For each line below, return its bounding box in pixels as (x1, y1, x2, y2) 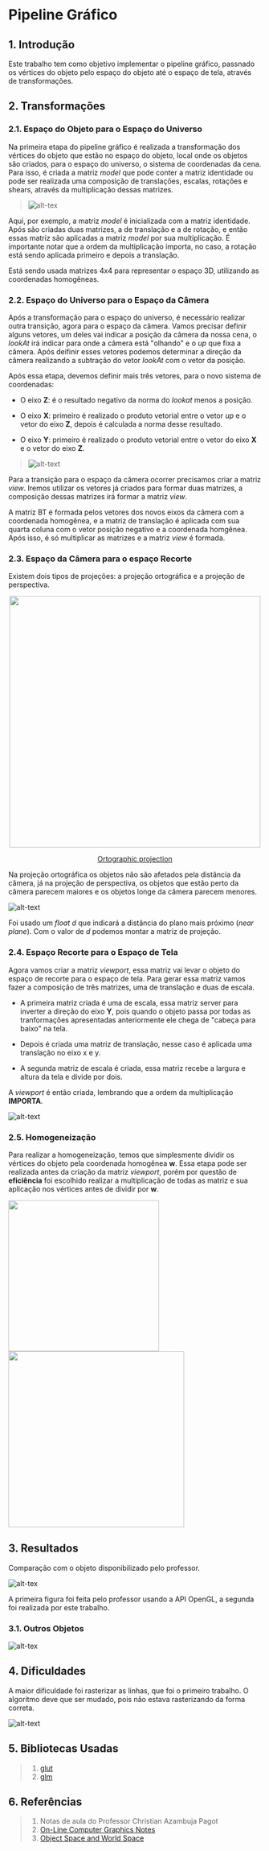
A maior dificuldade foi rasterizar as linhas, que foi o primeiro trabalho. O (8, 1685, 249, 1696)
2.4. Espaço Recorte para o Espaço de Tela (8, 947, 178, 958)
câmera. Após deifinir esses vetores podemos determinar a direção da (8, 346, 242, 356)
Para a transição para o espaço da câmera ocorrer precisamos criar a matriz (8, 474, 262, 484)
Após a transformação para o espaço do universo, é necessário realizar (8, 312, 246, 322)
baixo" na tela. (19, 1023, 68, 1033)
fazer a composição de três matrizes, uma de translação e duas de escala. (8, 982, 255, 992)
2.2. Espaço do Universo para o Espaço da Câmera (8, 294, 210, 305)
